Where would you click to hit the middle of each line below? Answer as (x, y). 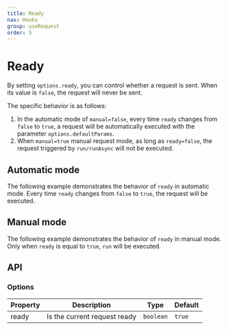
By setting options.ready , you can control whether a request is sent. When (112, 86)
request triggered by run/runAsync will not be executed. (95, 149)
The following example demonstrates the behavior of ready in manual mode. (114, 239)
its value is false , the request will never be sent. (75, 92)
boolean (155, 316)
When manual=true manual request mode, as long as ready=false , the (114, 141)
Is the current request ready (92, 316)
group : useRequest (33, 26)
